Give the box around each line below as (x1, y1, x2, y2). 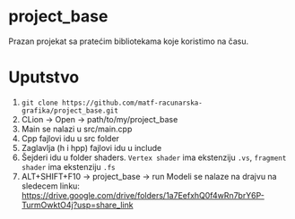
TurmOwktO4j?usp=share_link (21, 199, 134, 210)
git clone (21, 98, 59, 107)
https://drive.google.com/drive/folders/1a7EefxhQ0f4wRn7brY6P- (21, 190, 265, 200)
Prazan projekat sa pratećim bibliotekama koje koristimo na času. (8, 36, 249, 46)
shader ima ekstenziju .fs (21, 161, 116, 172)
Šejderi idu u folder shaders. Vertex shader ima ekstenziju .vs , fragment (21, 152, 287, 163)
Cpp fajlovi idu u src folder (21, 132, 120, 144)
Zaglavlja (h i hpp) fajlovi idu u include (21, 142, 162, 153)
